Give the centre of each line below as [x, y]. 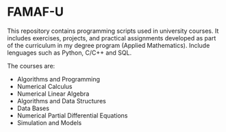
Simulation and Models [49, 122]
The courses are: [31, 66]
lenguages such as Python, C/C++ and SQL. [70, 53]
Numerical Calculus [45, 86]
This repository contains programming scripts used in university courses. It [113, 31]
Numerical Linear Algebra [53, 94]
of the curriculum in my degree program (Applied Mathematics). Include [109, 45]
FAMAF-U [35, 12]
